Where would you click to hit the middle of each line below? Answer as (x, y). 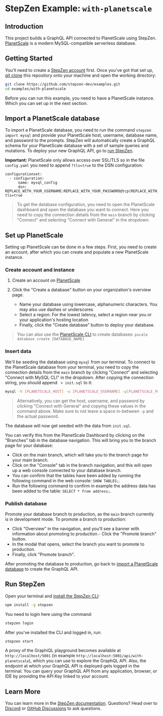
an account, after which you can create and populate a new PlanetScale (77, 252)
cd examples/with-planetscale (36, 89)
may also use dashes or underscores (56, 309)
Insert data (18, 351)
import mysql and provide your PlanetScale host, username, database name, (81, 135)
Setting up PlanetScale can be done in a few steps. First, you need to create (81, 247)
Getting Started (29, 59)
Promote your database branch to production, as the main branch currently (80, 514)
